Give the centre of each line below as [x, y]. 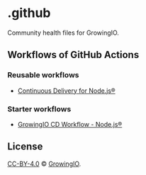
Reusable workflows [43, 75]
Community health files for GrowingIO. [63, 33]
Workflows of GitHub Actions [73, 55]
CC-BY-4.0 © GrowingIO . [44, 164]
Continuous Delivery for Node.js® [66, 91]
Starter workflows [39, 109]
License [25, 147]
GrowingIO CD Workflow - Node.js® [70, 124]
